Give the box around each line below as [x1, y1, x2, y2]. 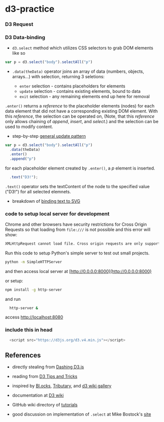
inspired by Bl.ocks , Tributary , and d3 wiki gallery [12, 383, 112, 389]
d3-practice [5, 3, 55, 15]
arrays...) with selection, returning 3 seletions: [12, 74, 105, 80]
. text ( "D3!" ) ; [9, 174, 38, 179]
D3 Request [5, 21, 33, 28]
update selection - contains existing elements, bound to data [19, 88, 141, 94]
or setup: [5, 277, 23, 284]
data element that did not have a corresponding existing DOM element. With [5, 108, 158, 114]
